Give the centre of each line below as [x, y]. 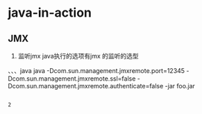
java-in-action [50, 13]
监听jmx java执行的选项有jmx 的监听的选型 [78, 56]
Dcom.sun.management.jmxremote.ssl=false [72, 79]
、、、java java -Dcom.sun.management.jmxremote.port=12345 [96, 71]
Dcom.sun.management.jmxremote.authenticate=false [86, 86]
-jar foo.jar [180, 86]
